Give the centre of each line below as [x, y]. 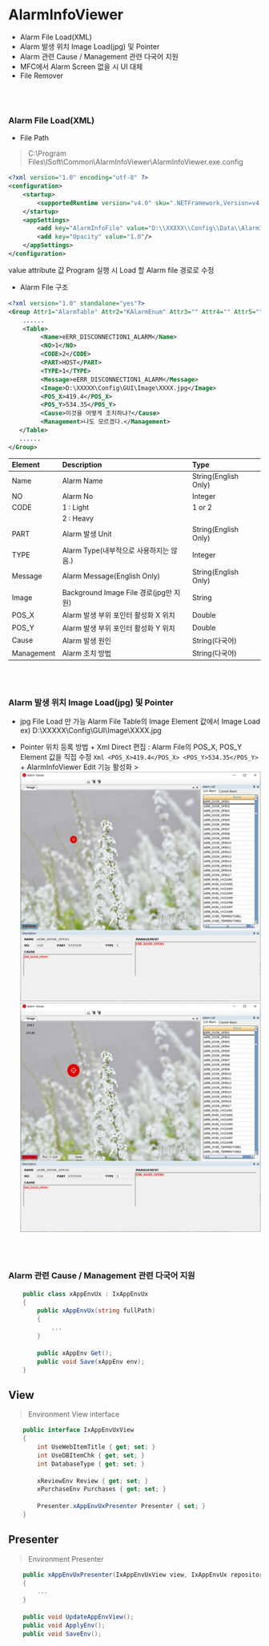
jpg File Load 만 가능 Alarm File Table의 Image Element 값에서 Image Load [140, 722]
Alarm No [78, 496]
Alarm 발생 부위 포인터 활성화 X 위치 [119, 615]
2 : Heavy [78, 518]
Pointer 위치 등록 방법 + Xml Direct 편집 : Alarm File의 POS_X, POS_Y [131, 747]
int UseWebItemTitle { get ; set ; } [96, 1447]
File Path [34, 138]
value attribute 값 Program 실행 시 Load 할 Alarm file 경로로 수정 [111, 270]
